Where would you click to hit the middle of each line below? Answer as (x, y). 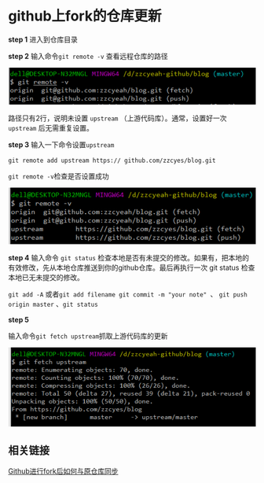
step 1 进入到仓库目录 (43, 39)
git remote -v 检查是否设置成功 (59, 176)
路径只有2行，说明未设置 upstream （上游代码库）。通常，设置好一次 (117, 118)
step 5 (19, 319)
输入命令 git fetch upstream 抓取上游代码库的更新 (88, 336)
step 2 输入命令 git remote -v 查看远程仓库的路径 (88, 56)
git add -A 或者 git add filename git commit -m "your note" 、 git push (128, 294)
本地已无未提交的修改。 (46, 277)
